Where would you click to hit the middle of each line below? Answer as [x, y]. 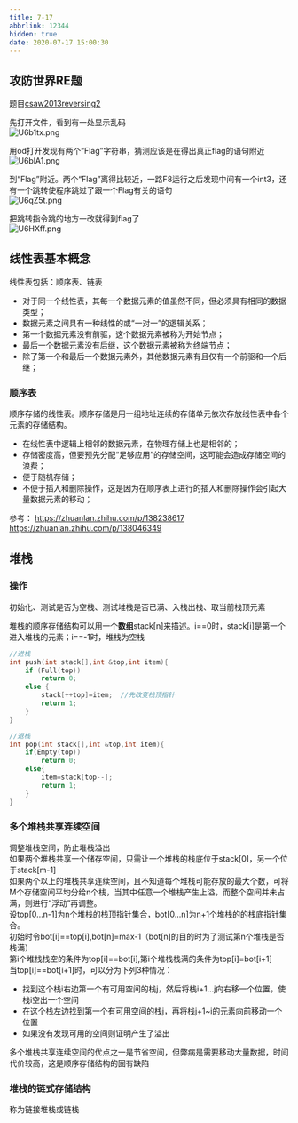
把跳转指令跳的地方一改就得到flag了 [74, 219]
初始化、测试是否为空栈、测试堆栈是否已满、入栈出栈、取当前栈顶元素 [137, 606]
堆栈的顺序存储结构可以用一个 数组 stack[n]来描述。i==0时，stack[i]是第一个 [147, 626]
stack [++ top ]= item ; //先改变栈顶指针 [108, 695]
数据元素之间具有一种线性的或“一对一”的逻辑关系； [115, 323]
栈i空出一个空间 [51, 999]
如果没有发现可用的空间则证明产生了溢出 [96, 1033]
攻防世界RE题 [46, 80]
